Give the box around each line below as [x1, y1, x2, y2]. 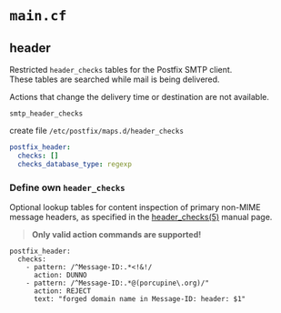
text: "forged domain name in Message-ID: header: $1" [33, 294, 246, 303]
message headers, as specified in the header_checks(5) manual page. [9, 211, 273, 222]
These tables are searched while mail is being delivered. [9, 74, 220, 85]
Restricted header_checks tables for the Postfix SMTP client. [9, 65, 233, 75]
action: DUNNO [33, 270, 88, 279]
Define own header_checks [9, 181, 125, 194]
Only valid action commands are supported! [31, 228, 202, 239]
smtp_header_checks [9, 109, 84, 118]
